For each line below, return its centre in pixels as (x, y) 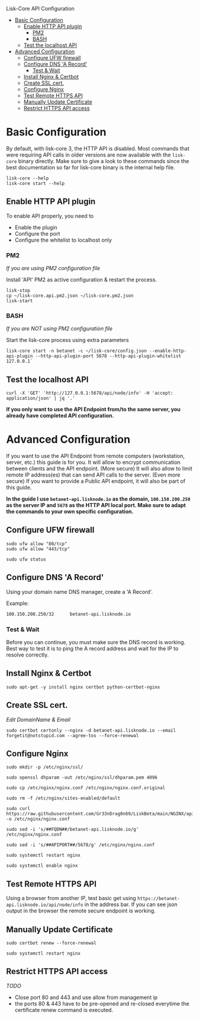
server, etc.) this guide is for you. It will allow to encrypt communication (93, 462)
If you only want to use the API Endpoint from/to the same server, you (93, 409)
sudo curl (18, 809)
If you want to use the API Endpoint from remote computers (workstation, (95, 456)
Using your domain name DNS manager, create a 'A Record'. (79, 591)
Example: (17, 603)
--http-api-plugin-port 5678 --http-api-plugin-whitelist (108, 356)
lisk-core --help (28, 178)
